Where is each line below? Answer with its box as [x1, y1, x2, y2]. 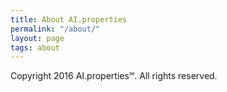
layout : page [10, 33, 65, 43]
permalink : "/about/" [10, 24, 101, 34]
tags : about [10, 42, 60, 53]
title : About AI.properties [10, 14, 128, 25]
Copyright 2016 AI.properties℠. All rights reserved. [10, 70, 218, 82]
